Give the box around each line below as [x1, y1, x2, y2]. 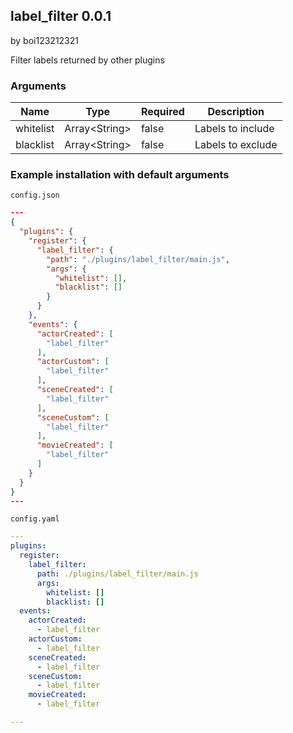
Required [140, 105, 185, 119]
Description [207, 105, 265, 119]
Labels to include [194, 122, 275, 136]
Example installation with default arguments [10, 168, 230, 182]
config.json [10, 190, 60, 201]
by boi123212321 [10, 34, 79, 46]
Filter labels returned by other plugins [10, 54, 165, 66]
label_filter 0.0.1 [10, 8, 112, 25]
